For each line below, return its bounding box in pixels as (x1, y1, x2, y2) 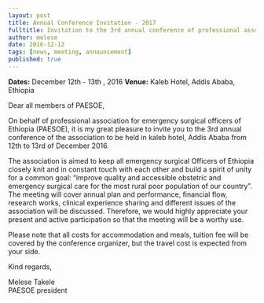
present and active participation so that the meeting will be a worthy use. (8, 214, 244, 224)
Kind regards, (8, 261, 53, 272)
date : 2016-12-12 (8, 41, 65, 49)
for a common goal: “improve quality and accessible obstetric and (8, 172, 222, 182)
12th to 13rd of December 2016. (8, 141, 110, 150)
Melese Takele (8, 277, 55, 286)
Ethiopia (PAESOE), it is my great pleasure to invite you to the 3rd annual (8, 124, 242, 134)
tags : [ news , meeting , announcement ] (8, 48, 132, 56)
